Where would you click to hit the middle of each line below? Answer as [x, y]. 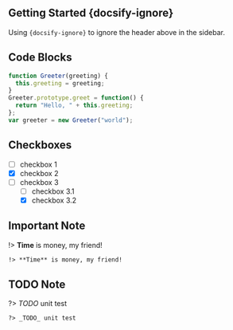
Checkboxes [40, 145]
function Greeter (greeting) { [58, 76]
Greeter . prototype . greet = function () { [76, 98]
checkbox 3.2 [54, 200]
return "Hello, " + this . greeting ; [74, 106]
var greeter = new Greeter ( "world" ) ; [71, 120]
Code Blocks [40, 58]
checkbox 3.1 [53, 191]
